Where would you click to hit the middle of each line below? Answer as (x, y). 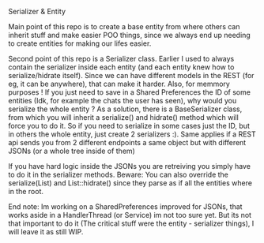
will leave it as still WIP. (46, 232)
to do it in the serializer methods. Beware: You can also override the (119, 174)
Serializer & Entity (37, 11)
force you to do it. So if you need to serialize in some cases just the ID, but (129, 126)
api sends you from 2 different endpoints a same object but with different (127, 142)
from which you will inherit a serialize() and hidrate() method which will (123, 117)
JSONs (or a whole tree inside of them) (72, 151)
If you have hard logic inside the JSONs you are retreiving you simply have (130, 166)
